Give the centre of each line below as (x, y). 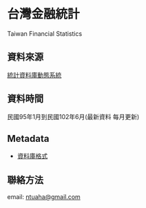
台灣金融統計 (44, 14)
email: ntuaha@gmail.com (44, 197)
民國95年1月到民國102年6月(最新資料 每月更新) (73, 116)
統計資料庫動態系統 (34, 75)
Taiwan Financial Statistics (45, 33)
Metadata (28, 138)
